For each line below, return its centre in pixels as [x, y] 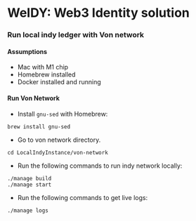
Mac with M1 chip [43, 67]
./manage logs [28, 210]
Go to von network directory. [59, 140]
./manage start [30, 185]
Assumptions [27, 51]
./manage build [30, 178]
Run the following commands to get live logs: [83, 197]
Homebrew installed [46, 74]
